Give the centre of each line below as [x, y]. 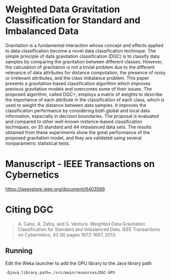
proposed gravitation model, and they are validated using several [74, 138]
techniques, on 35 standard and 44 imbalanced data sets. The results [78, 127]
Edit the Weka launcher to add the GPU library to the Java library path [79, 263]
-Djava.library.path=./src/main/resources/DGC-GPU [60, 272]
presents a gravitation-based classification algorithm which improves [78, 83]
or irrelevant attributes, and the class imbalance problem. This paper [77, 78]
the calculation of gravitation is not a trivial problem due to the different [80, 67]
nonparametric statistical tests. [38, 143]
